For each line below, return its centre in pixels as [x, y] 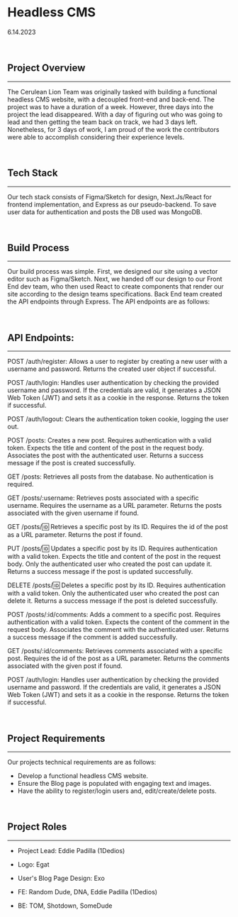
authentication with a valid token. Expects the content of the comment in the [119, 622]
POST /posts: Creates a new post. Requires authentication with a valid [109, 440]
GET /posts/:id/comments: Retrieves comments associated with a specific [115, 651]
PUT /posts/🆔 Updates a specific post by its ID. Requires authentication [113, 549]
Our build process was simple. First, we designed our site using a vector [113, 272]
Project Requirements [56, 738]
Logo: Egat [33, 864]
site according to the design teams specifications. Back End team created [115, 294]
